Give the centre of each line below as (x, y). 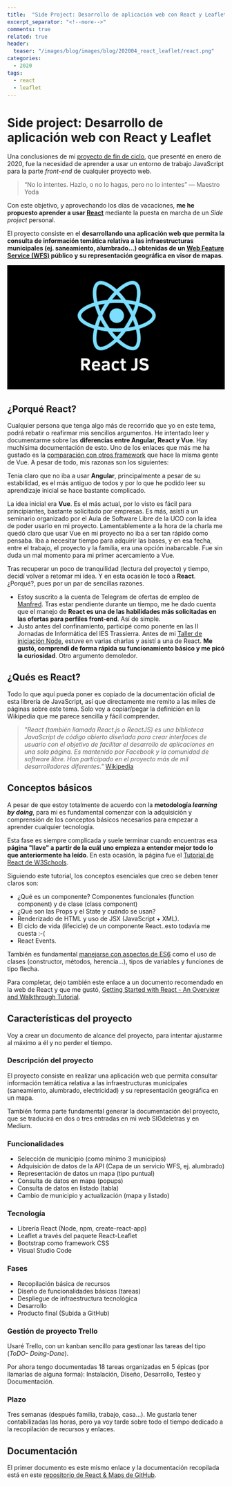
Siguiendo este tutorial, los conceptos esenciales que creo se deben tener (113, 876)
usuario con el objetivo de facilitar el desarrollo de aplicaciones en (119, 744)
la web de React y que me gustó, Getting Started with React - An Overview (113, 989)
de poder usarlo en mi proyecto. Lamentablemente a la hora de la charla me (115, 526)
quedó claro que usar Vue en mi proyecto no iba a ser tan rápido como (108, 534)
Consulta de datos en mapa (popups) (70, 1181)
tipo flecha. (23, 968)
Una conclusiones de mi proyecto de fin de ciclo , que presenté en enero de (114, 156)
